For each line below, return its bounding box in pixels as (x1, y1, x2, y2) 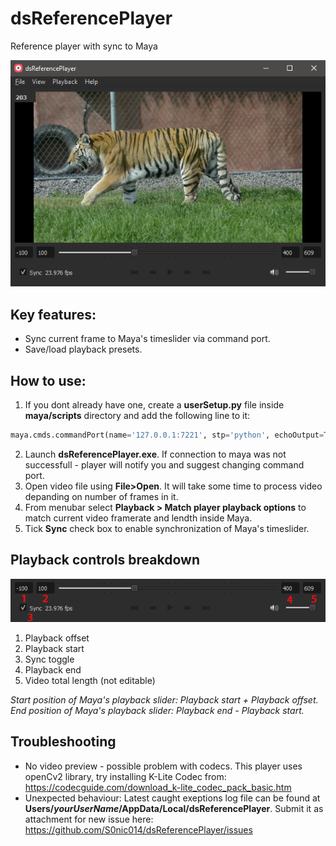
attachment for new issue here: (24, 813, 154, 825)
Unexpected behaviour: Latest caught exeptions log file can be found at (24, 792, 321, 804)
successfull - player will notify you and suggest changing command (24, 458, 305, 471)
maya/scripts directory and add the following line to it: (24, 409, 251, 421)
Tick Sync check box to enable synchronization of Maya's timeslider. (24, 522, 310, 534)
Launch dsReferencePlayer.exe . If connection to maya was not (24, 448, 287, 460)
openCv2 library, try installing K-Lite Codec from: (24, 770, 227, 782)
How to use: (10, 372, 87, 389)
